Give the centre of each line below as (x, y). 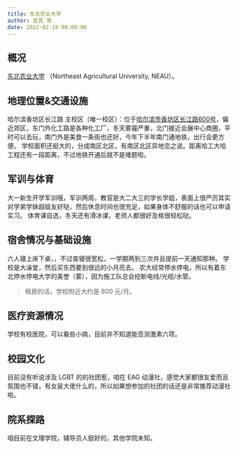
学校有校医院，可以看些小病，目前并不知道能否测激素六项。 (94, 334)
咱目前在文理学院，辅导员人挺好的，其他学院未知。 (82, 438)
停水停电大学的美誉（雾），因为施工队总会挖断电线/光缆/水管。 (104, 276)
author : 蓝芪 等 (30, 21)
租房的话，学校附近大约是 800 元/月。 (80, 291)
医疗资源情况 (35, 316)
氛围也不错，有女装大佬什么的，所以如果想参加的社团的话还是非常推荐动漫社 (119, 386)
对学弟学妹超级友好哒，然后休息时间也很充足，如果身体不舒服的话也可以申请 (119, 206)
